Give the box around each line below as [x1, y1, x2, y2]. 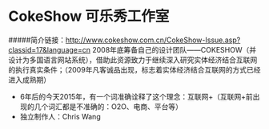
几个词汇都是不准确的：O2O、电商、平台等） [34, 101, 183, 111]
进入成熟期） [8, 75, 50, 84]
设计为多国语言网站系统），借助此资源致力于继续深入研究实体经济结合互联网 [8, 55, 258, 64]
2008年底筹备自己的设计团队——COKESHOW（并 [91, 45, 257, 54]
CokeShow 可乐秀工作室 [8, 7, 170, 25]
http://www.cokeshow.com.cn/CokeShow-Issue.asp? [65, 35, 241, 45]
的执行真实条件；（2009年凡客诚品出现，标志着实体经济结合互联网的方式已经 [8, 64, 261, 74]
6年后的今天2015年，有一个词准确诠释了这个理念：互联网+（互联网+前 [19, 92, 254, 101]
